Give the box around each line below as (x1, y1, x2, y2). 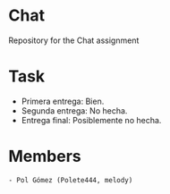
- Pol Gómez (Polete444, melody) (8, 175, 133, 184)
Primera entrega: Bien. (21, 96, 105, 106)
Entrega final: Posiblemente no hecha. (21, 114, 162, 125)
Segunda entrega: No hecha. (21, 105, 128, 116)
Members (8, 147, 81, 166)
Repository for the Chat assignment (8, 35, 140, 46)
